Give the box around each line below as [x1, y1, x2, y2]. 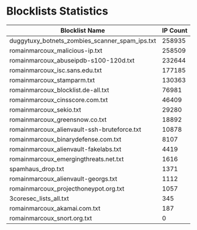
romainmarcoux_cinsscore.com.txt [9, 95, 108, 104]
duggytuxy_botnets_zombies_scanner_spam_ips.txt [9, 36, 156, 45]
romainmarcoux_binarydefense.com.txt [9, 135, 122, 143]
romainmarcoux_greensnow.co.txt [9, 115, 107, 124]
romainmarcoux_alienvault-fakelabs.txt [9, 144, 122, 153]
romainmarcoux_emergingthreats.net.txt [9, 155, 124, 163]
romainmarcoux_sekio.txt [9, 105, 81, 113]
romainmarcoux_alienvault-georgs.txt [9, 174, 117, 183]
